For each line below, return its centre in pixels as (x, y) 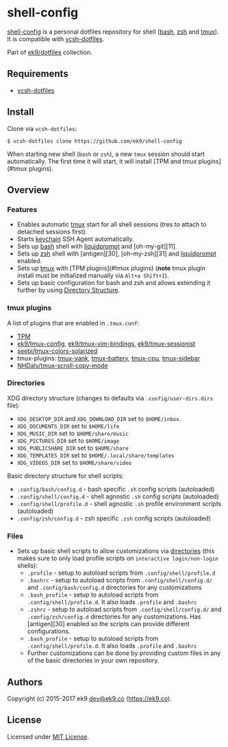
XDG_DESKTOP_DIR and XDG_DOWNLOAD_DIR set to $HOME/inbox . (99, 418)
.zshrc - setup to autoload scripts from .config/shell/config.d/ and (124, 610)
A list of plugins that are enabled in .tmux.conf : (73, 323)
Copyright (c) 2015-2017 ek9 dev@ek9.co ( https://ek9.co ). (90, 698)
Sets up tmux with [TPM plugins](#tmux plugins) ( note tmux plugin (111, 268)
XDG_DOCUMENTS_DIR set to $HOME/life (68, 426)
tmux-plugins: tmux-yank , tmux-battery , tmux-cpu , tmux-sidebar (109, 358)
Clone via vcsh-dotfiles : (42, 128)
